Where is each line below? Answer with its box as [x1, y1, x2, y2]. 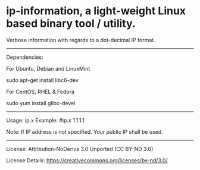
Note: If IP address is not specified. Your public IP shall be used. [6, 128, 164, 135]
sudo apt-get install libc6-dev [6, 76, 79, 84]
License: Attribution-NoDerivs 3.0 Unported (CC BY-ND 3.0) [6, 145, 154, 152]
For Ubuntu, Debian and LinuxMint [6, 65, 90, 72]
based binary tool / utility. [6, 17, 136, 30]
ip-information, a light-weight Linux [6, 4, 186, 18]
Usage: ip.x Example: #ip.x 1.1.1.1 [6, 117, 85, 124]
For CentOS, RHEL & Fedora [6, 88, 74, 95]
